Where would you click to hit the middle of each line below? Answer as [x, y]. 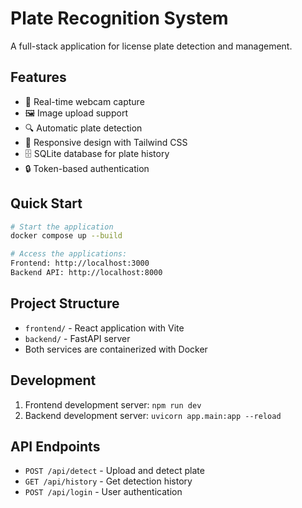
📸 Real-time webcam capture [84, 101]
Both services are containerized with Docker [116, 349]
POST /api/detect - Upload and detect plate [114, 471]
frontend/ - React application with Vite [104, 328]
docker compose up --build [66, 236]
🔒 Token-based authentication [87, 168]
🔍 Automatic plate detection [83, 128]
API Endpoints [55, 446]
